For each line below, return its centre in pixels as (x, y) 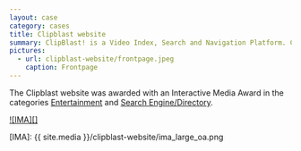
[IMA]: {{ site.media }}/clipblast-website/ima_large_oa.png (116, 137)
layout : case (34, 17)
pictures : (28, 51)
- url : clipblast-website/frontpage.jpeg (96, 59)
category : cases (39, 26)
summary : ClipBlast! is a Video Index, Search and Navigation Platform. (148, 42)
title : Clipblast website (57, 34)
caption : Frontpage (62, 68)
